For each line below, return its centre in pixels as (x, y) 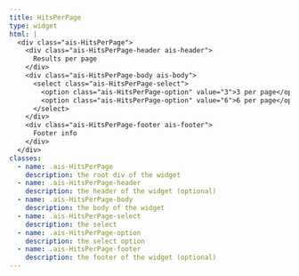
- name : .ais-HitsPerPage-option (79, 232)
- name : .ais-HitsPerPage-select (79, 216)
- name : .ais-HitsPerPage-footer (79, 249)
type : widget (33, 26)
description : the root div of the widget (103, 175)
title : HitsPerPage (45, 17)
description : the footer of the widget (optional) (121, 258)
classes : (25, 158)
